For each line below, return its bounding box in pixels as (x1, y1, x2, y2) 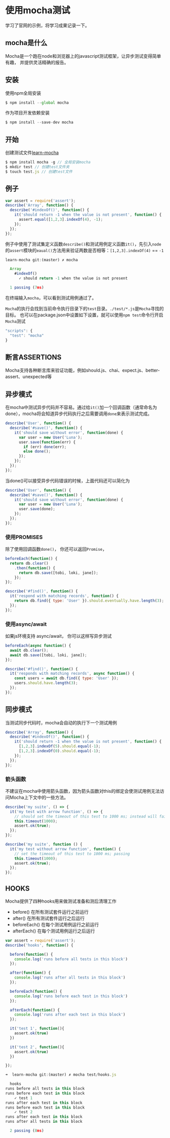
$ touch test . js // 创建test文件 (5, 169, 73, 174)
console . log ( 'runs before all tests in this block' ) (14, 956, 128, 962)
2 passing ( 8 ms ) (10, 1128, 44, 1133)
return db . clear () (10, 560, 49, 566)
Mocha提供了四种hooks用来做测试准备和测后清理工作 (5, 898, 117, 904)
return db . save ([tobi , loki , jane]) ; (18, 570, 99, 575)
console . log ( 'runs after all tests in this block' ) (14, 975, 125, 980)
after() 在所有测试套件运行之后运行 (12, 915, 85, 921)
